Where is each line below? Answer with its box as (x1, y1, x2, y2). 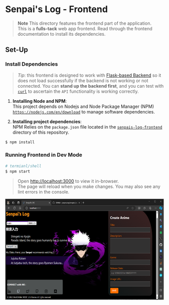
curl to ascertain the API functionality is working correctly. (17, 88, 139, 94)
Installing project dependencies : (12, 118, 82, 125)
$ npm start (5, 169, 30, 174)
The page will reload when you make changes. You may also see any (17, 183, 161, 190)
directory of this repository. (12, 129, 69, 135)
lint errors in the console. (17, 189, 69, 195)
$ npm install (5, 140, 35, 145)
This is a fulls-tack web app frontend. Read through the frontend (17, 25, 152, 31)
